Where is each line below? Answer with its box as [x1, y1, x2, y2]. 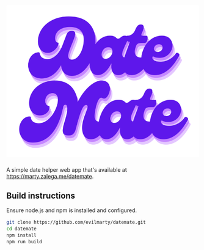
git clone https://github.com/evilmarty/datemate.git [6, 219, 147, 226]
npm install [6, 232, 37, 238]
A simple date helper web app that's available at [6, 166, 127, 174]
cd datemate [6, 226, 37, 232]
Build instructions [6, 190, 75, 200]
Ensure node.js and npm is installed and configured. [6, 207, 137, 214]
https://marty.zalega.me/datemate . [6, 173, 94, 180]
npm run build [6, 238, 43, 244]
